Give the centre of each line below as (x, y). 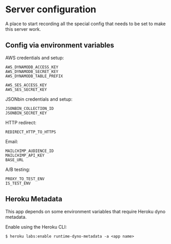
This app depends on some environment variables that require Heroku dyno (85, 211)
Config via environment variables (60, 45)
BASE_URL (15, 160)
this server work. (23, 29)
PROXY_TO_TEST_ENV (25, 179)
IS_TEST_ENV (18, 183)
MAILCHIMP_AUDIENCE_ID (30, 151)
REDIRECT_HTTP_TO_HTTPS (31, 132)
